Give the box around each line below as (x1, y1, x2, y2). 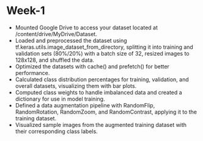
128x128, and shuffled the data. (15, 56, 95, 63)
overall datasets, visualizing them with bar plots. (15, 82, 137, 89)
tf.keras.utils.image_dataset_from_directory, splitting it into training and (15, 43, 194, 51)
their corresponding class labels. (15, 128, 98, 135)
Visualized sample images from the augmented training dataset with (15, 121, 187, 128)
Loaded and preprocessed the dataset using (15, 37, 127, 44)
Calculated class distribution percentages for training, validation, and (15, 76, 189, 83)
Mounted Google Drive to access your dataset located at (15, 24, 158, 31)
